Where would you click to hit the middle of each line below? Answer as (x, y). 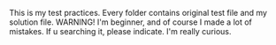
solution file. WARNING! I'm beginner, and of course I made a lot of (130, 22)
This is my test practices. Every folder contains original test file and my (138, 13)
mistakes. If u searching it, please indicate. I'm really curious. (120, 31)
